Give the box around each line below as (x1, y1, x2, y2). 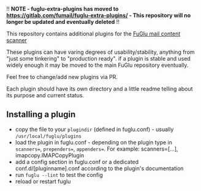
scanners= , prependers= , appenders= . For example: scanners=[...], (15, 145, 178, 152)
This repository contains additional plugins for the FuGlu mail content (6, 30, 181, 37)
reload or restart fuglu (15, 178, 71, 185)
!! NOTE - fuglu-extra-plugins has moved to (6, 6, 119, 12)
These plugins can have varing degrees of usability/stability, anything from (6, 48, 195, 56)
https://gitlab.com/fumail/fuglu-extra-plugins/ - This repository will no (6, 12, 191, 19)
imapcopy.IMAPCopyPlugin (15, 151, 85, 159)
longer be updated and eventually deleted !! (6, 18, 119, 25)
